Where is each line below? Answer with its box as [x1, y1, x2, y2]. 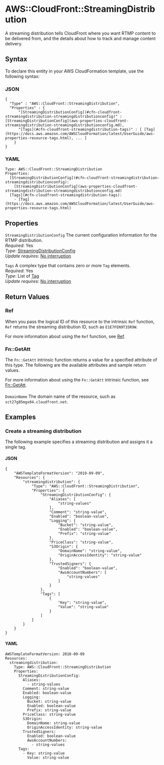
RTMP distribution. [5, 238, 43, 243]
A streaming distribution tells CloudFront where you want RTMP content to [5, 30, 156, 36]
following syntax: [5, 73, 40, 79]
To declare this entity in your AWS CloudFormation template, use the [5, 68, 144, 74]
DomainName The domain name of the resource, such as [5, 393, 116, 399]
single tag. [5, 444, 27, 450]
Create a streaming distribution [5, 428, 82, 435]
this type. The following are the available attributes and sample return [5, 362, 146, 368]
